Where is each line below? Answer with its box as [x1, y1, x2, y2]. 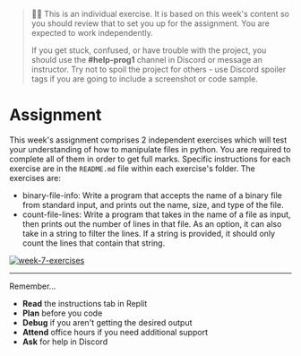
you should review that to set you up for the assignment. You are [30, 18, 271, 29]
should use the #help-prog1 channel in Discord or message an [30, 55, 262, 65]
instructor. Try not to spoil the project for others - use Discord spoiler [30, 64, 287, 74]
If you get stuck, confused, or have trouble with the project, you [30, 45, 267, 56]
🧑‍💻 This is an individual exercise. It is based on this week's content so [30, 9, 289, 19]
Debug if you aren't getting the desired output [21, 317, 193, 327]
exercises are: [9, 172, 61, 183]
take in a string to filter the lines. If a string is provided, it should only [21, 228, 276, 239]
